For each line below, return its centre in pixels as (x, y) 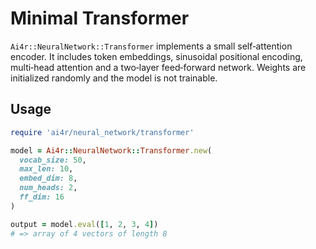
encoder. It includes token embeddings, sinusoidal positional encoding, (156, 56)
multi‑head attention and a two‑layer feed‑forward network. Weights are (158, 67)
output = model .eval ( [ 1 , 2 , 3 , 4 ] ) (84, 224)
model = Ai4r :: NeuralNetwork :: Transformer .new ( (111, 150)
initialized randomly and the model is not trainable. (114, 78)
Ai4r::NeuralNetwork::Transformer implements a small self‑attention (151, 46)
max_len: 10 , (46, 169)
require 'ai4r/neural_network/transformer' (102, 132)
